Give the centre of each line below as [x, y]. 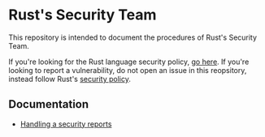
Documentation [49, 104]
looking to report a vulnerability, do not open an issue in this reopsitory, [128, 70]
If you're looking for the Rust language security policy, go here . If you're [129, 62]
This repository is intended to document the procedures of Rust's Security [133, 37]
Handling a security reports [66, 124]
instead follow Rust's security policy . [70, 79]
